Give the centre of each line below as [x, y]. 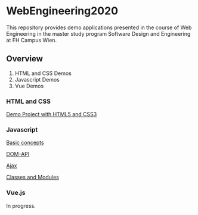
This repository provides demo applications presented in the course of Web [99, 27]
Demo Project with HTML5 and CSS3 [52, 114]
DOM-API [18, 154]
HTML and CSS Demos [43, 73]
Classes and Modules [33, 177]
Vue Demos [29, 86]
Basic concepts [25, 143]
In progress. [21, 205]
